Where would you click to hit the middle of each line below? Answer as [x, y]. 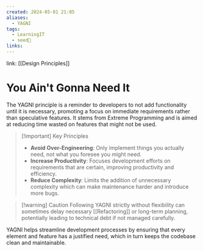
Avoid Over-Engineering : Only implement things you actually [107, 147]
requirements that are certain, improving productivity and [102, 167]
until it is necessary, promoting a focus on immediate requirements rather [98, 111]
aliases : [17, 18]
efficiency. [43, 174]
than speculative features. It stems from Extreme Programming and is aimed [102, 118]
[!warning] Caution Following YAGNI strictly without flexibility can [103, 205]
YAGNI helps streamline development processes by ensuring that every [96, 230]
